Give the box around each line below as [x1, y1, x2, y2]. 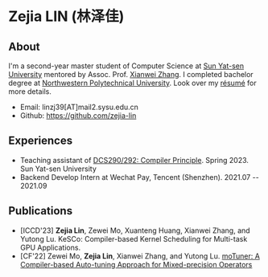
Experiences [8, 134, 73, 148]
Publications [8, 204, 73, 218]
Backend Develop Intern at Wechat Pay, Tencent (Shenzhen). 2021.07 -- [19, 172, 259, 181]
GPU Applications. [19, 242, 81, 252]
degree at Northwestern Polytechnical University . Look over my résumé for [8, 78, 257, 88]
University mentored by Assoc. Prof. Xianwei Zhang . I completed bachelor [8, 70, 254, 79]
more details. [8, 87, 52, 96]
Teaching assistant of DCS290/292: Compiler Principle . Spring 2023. [19, 155, 249, 165]
